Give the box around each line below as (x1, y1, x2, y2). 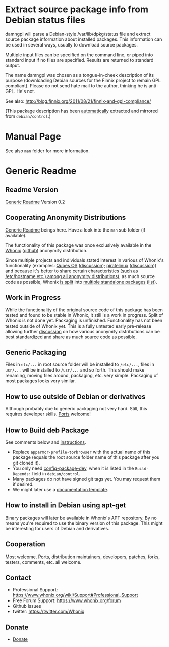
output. (5, 62, 20, 68)
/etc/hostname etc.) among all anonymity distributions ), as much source (5, 273, 155, 279)
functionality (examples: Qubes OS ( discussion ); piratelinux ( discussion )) (5, 262, 157, 268)
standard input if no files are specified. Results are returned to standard (5, 57, 154, 63)
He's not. (16, 88, 35, 94)
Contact (5, 573, 31, 582)
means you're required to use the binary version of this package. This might (5, 520, 163, 526)
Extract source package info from (5, 4, 149, 15)
